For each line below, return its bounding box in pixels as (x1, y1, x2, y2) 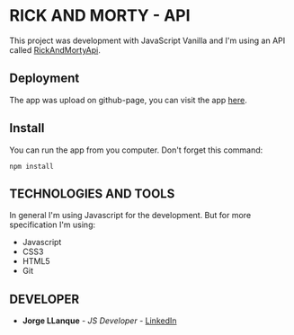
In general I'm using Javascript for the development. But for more (9, 210, 252, 221)
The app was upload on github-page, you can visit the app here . (9, 94, 247, 105)
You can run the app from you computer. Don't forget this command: (9, 145, 263, 155)
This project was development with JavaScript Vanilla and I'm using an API (9, 35, 286, 46)
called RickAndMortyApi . (9, 44, 102, 55)
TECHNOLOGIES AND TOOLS (9, 186, 175, 201)
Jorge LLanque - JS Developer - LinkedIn (22, 315, 177, 326)
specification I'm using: (9, 219, 96, 230)
